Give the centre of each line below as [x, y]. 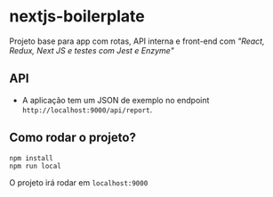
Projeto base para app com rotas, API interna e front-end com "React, [137, 41]
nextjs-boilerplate [77, 16]
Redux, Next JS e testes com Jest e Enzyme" [92, 50]
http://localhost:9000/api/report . [87, 110]
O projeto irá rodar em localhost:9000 [79, 182]
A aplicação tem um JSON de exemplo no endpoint [116, 100]
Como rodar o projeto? [72, 138]
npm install [31, 158]
